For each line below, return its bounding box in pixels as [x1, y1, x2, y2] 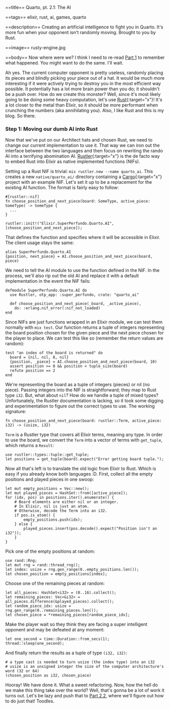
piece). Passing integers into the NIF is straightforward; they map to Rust [5, 387, 157, 393]
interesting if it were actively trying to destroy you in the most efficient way [5, 81, 161, 86]
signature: [5, 409, 26, 415]
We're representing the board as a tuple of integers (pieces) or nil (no [5, 382, 150, 388]
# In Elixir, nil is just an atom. [14, 504, 90, 509]
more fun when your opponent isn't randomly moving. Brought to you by [5, 29, 156, 35]
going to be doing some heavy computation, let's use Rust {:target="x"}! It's [5, 96, 163, 103]
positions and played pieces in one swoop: [5, 477, 95, 483]
